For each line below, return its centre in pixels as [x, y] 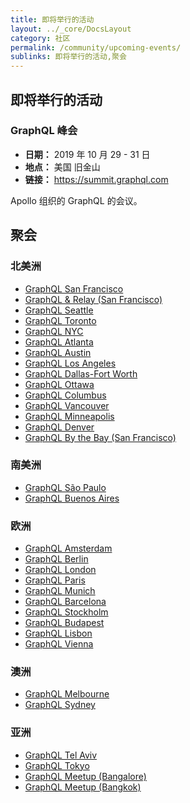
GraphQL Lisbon [58, 633]
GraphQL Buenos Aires [72, 498]
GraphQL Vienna [59, 644]
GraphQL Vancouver [67, 405]
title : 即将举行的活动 [52, 19]
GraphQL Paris [55, 580]
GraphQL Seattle [59, 310]
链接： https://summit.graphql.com [96, 179]
